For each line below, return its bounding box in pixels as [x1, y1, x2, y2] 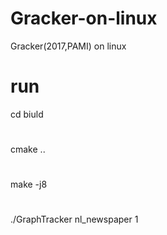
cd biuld [10, 108, 44, 120]
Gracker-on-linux [10, 7, 158, 30]
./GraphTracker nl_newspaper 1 [10, 213, 139, 226]
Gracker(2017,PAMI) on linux [10, 40, 127, 52]
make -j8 [10, 178, 48, 191]
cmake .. [10, 143, 46, 156]
